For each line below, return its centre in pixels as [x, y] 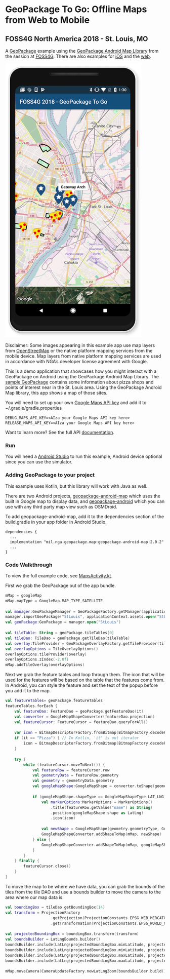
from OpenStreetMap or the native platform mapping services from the [79, 351]
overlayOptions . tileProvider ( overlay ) [46, 654]
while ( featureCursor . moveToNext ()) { [64, 765]
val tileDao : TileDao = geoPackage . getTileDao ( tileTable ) [68, 638]
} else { [41, 839]
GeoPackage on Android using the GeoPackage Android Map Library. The [82, 377]
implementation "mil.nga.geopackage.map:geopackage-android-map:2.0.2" [87, 542]
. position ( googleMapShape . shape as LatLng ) [97, 813]
